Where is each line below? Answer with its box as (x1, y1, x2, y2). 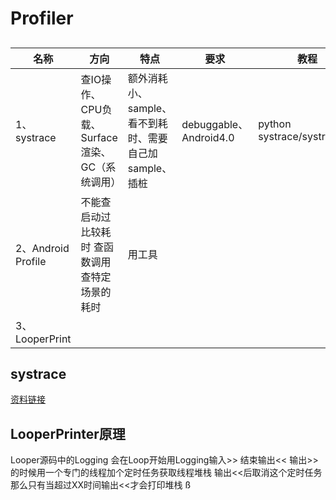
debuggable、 (181, 117, 249, 131)
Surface (80, 130, 118, 144)
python (258, 117, 292, 131)
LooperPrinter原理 (10, 425, 126, 442)
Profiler (10, 7, 74, 30)
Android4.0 (181, 130, 235, 144)
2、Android (15, 241, 70, 255)
